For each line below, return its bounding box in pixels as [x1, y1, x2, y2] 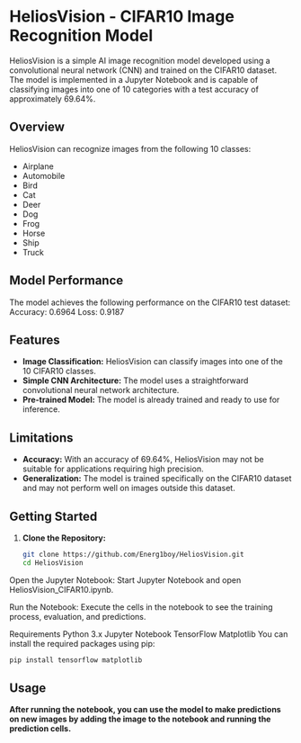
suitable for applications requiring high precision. [22, 463, 204, 474]
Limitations [9, 430, 74, 445]
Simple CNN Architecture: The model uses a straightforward [22, 375, 249, 386]
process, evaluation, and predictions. [9, 611, 146, 622]
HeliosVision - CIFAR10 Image [9, 6, 235, 27]
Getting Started [9, 508, 98, 524]
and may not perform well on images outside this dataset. [22, 483, 235, 494]
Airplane [22, 160, 54, 172]
